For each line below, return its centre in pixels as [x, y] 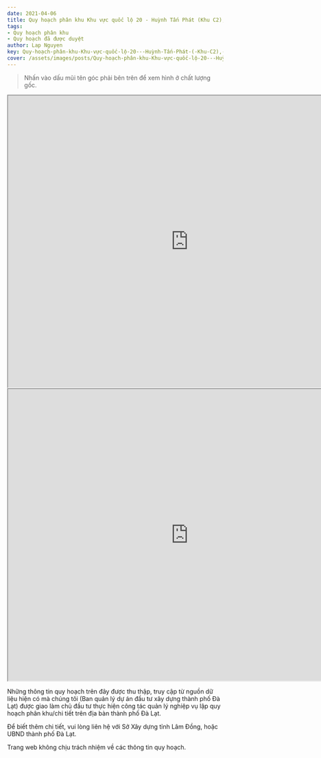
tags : [15, 26]
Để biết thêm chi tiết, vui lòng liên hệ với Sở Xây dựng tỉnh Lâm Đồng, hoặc [112, 726]
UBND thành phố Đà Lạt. [42, 734]
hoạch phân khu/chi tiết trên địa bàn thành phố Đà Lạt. [84, 713]
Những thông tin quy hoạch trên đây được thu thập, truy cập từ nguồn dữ [110, 691]
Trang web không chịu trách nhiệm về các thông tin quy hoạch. [97, 747]
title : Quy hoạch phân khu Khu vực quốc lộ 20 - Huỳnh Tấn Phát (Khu [109, 20]
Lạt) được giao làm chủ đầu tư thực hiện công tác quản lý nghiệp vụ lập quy [114, 706]
